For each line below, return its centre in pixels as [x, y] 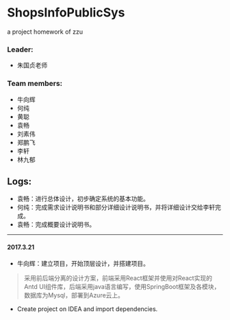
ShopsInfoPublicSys [66, 13]
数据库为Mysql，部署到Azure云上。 [74, 295]
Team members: [35, 84]
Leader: [20, 49]
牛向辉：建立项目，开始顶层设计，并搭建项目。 [83, 263]
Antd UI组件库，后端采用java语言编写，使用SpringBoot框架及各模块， [122, 286]
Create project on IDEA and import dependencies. [87, 309]
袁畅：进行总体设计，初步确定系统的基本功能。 [83, 199]
